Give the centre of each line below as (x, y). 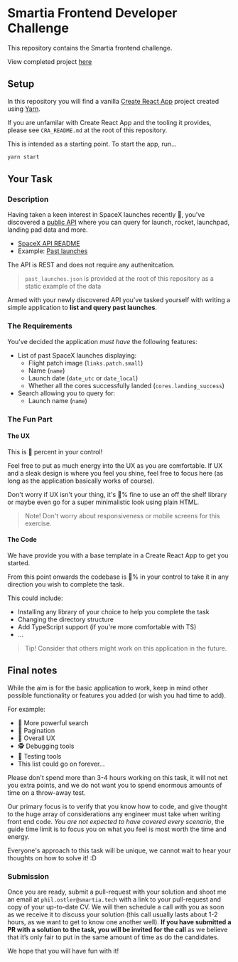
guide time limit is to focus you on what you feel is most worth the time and (117, 829)
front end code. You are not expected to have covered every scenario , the (116, 821)
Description (28, 199)
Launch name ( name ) (58, 400)
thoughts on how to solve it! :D (52, 857)
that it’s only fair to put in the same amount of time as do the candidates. (113, 937)
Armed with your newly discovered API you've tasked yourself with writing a (119, 300)
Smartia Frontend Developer (92, 13)
